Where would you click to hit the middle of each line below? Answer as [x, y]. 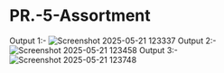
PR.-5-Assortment [80, 16]
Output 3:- [159, 50]
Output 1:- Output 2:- [113, 41]
